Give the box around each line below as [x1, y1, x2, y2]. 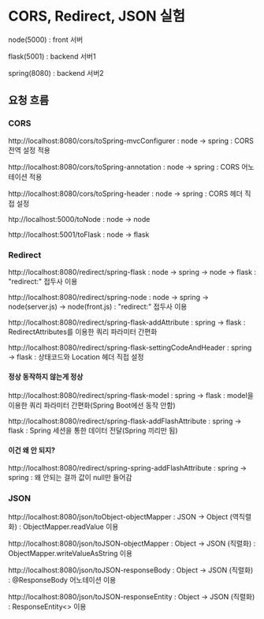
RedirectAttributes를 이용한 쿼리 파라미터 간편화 [8, 327, 158, 336]
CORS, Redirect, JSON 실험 [8, 7, 186, 25]
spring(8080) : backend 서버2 [8, 68, 104, 77]
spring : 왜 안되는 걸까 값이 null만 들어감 [8, 473, 132, 482]
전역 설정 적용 [8, 145, 51, 155]
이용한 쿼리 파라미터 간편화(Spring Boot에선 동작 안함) [8, 400, 176, 411]
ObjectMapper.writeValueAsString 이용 [8, 548, 132, 557]
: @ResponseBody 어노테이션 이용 [8, 575, 117, 584]
